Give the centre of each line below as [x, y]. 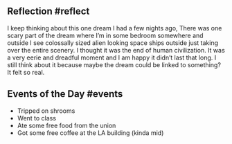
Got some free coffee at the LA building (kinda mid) [90, 133]
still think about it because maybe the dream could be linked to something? [114, 64]
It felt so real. [26, 72]
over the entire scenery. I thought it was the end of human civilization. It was [116, 50]
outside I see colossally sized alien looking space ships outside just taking [113, 43]
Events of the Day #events [65, 94]
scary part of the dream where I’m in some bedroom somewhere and [105, 35]
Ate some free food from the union [66, 125]
